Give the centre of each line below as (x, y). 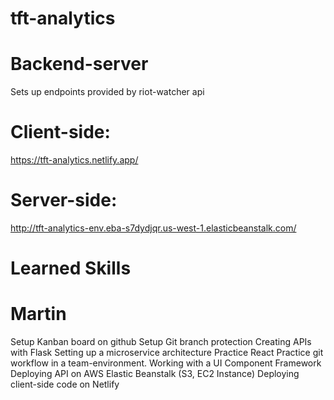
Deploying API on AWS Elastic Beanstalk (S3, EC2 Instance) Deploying (155, 374)
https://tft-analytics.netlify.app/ (74, 160)
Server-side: (64, 200)
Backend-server (79, 64)
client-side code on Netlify (65, 384)
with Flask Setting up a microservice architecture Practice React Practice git (167, 353)
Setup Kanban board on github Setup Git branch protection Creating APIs (161, 342)
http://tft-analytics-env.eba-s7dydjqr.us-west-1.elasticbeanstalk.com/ (153, 228)
